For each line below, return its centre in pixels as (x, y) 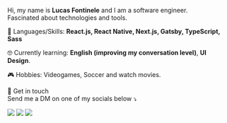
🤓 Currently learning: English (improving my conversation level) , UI (107, 53)
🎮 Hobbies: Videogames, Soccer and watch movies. (84, 75)
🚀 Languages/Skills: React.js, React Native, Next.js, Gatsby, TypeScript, (114, 31)
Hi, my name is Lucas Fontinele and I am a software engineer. (98, 10)
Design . (19, 60)
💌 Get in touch (28, 91)
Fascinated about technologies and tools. (67, 18)
